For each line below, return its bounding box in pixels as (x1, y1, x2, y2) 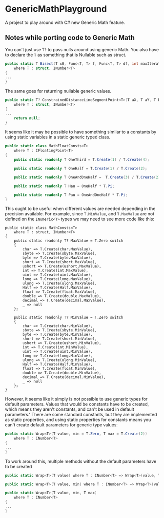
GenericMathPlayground (5, 3, 107, 15)
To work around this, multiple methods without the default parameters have (5, 458, 157, 464)
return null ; (14, 115, 41, 120)
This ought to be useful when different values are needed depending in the (5, 206, 156, 211)
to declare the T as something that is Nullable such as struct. (5, 52, 127, 58)
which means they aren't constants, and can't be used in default (5, 406, 134, 412)
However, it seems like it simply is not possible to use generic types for (5, 396, 148, 402)
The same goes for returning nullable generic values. (5, 88, 111, 94)
